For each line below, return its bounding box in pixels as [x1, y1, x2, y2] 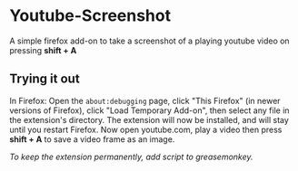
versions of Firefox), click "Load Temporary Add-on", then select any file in [9, 105, 290, 116]
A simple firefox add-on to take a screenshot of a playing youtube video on [9, 35, 290, 46]
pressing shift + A [9, 44, 77, 55]
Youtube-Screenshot [9, 5, 171, 26]
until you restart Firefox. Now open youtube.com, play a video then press [9, 124, 283, 135]
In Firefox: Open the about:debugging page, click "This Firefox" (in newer [9, 95, 281, 106]
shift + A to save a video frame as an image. [9, 133, 175, 145]
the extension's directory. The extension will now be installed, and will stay [9, 114, 289, 125]
